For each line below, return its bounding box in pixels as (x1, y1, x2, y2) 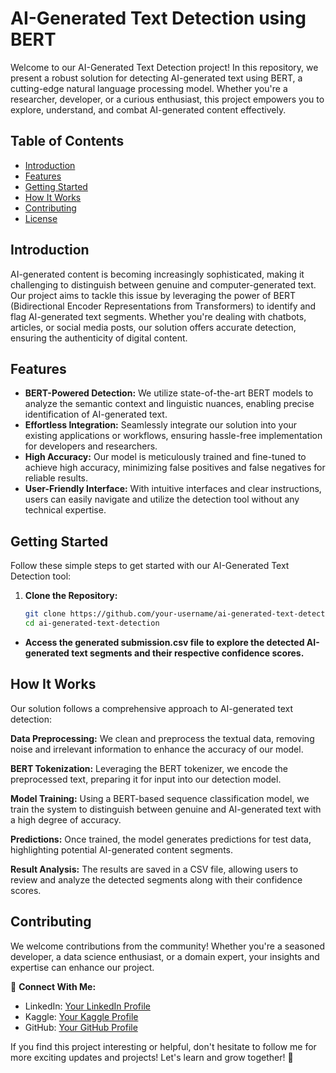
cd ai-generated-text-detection (24, 618, 160, 629)
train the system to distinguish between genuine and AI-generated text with (10, 803, 322, 815)
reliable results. (24, 472, 89, 484)
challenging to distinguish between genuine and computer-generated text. (10, 278, 317, 291)
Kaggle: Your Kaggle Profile (24, 1010, 139, 1022)
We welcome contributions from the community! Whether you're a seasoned (10, 940, 326, 952)
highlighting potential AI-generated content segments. (10, 843, 233, 856)
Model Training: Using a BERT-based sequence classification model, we (10, 792, 310, 804)
